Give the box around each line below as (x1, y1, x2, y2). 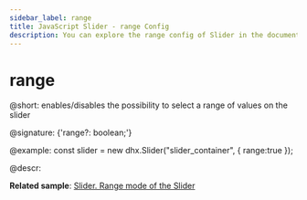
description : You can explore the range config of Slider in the (9, 30, 263, 39)
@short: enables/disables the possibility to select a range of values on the (9, 100, 288, 111)
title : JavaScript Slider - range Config (9, 22, 170, 31)
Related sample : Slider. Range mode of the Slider (9, 180, 196, 192)
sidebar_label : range (9, 13, 92, 23)
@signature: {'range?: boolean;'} (9, 127, 132, 138)
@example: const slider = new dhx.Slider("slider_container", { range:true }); (9, 145, 294, 156)
